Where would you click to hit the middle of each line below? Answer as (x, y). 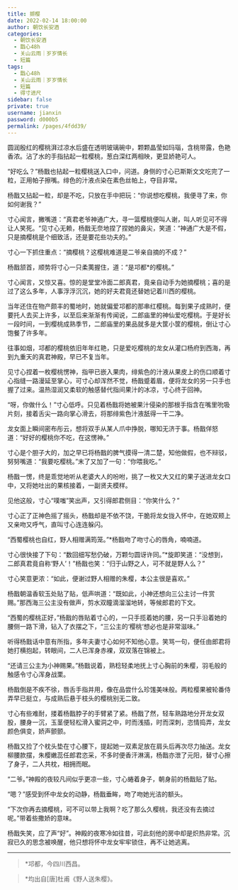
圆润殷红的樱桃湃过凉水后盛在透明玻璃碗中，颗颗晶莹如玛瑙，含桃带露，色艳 (119, 147)
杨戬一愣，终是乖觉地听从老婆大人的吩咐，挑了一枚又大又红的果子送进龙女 (116, 476)
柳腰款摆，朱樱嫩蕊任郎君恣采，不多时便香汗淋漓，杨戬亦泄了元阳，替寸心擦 (119, 755)
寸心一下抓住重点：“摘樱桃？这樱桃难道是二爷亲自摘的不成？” (97, 252)
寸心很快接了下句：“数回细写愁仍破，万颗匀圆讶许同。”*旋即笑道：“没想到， (117, 554)
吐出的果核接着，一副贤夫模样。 (85, 485)
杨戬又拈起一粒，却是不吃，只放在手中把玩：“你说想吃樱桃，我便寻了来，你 (118, 195)
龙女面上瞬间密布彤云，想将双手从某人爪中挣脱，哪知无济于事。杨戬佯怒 (113, 428)
